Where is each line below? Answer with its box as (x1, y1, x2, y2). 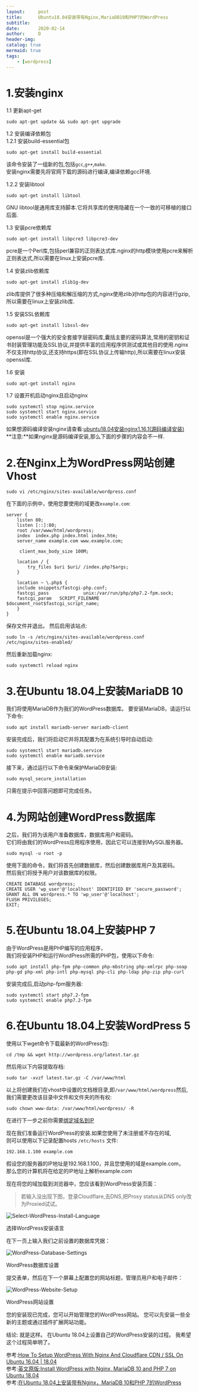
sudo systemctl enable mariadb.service (6, 753, 105, 759)
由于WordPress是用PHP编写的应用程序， (6, 945, 106, 952)
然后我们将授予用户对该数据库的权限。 (6, 869, 100, 876)
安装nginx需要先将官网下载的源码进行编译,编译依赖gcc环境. (6, 168, 151, 175)
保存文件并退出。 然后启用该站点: (6, 622, 87, 629)
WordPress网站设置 (6, 1298, 55, 1305)
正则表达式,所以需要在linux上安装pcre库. (6, 255, 105, 262)
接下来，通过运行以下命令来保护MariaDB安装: (6, 764, 118, 771)
